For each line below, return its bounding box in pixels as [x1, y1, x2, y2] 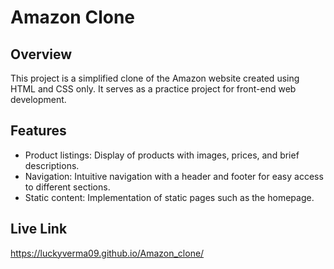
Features [10, 122, 67, 140]
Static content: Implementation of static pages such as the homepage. [24, 191, 315, 203]
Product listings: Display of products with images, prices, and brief [24, 149, 300, 161]
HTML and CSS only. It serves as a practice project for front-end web [10, 83, 297, 95]
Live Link [10, 221, 68, 238]
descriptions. [24, 159, 80, 171]
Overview [10, 46, 73, 63]
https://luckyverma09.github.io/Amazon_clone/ [10, 247, 205, 259]
